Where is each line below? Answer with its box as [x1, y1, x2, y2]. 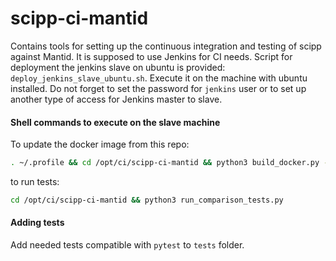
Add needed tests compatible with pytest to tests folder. [10, 239, 245, 251]
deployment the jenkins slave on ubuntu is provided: [10, 61, 226, 73]
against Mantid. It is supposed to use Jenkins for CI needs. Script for [10, 50, 293, 62]
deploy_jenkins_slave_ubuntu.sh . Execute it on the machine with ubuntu [10, 72, 308, 84]
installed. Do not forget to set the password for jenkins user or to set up [10, 82, 307, 94]
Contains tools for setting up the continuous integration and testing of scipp [10, 40, 322, 52]
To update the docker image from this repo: [10, 138, 190, 151]
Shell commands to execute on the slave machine [10, 116, 221, 128]
